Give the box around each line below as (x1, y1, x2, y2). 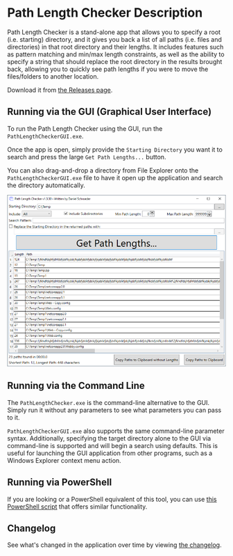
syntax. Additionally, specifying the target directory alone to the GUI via (7, 434, 212, 443)
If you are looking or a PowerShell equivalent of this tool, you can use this (7, 495, 217, 503)
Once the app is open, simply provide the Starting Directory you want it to (7, 145, 223, 154)
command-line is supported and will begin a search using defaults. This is (7, 441, 218, 450)
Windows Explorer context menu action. (7, 456, 121, 464)
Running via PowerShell (7, 477, 112, 489)
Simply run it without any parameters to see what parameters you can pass (7, 406, 222, 414)
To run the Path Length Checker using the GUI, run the (7, 124, 163, 133)
